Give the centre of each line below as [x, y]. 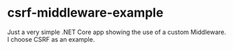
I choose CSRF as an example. [51, 39]
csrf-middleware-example [85, 13]
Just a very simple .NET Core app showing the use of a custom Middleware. [117, 32]
